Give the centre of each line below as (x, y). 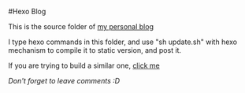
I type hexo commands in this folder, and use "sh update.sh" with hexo (123, 42)
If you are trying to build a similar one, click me (84, 65)
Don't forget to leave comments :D (64, 81)
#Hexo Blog (27, 11)
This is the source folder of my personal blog (81, 26)
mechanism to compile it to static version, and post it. (95, 50)
